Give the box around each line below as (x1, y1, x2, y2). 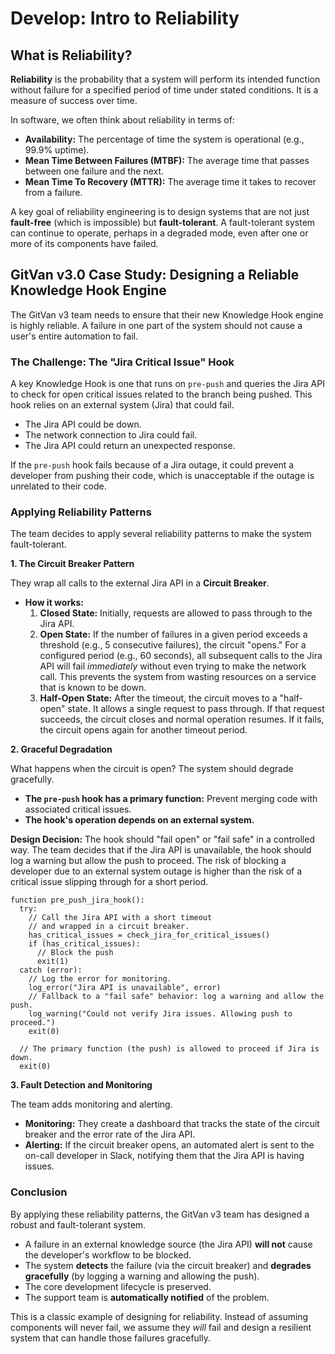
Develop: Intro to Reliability (10, 7, 240, 30)
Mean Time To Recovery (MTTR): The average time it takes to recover (24, 176, 317, 187)
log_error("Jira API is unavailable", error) (28, 983, 222, 993)
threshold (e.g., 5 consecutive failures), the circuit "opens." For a (39, 639, 307, 651)
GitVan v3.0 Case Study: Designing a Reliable (10, 267, 300, 284)
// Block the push (36, 948, 114, 958)
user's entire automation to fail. (10, 330, 139, 342)
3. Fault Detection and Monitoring (10, 1079, 153, 1091)
